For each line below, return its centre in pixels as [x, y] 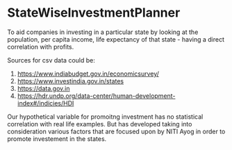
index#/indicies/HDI [45, 103]
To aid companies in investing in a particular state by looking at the [103, 32]
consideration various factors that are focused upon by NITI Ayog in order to [116, 131]
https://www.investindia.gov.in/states [70, 81]
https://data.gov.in [43, 88]
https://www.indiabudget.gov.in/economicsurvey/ [88, 74]
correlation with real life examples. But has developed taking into [100, 124]
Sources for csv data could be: [51, 60]
